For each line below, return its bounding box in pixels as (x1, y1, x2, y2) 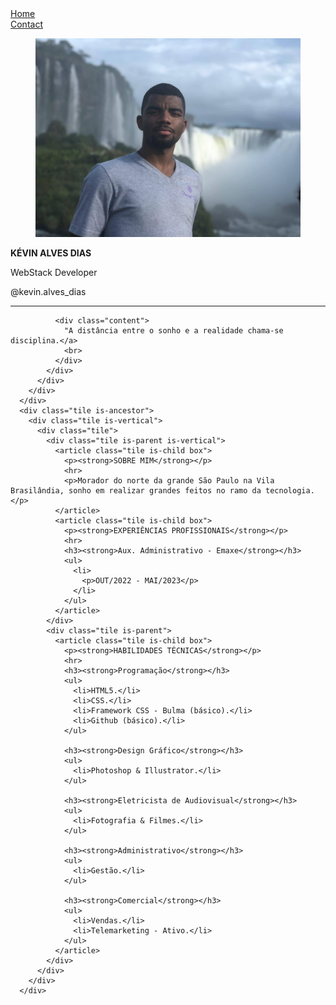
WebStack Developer (10, 267, 98, 278)
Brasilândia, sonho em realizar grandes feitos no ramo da (10, 486, 262, 496)
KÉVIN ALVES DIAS (10, 247, 92, 259)
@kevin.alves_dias (10, 286, 87, 297)
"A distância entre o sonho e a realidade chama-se (63, 326, 284, 336)
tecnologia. (265, 486, 315, 496)
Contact (10, 18, 43, 30)
